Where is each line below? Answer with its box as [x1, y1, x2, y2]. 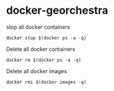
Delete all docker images [6, 67, 67, 75]
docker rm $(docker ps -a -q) [6, 57, 82, 63]
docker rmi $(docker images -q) [6, 79, 87, 85]
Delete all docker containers [6, 45, 76, 53]
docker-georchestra [6, 4, 109, 17]
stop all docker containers [6, 23, 70, 31]
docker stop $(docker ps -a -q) [6, 35, 87, 41]
